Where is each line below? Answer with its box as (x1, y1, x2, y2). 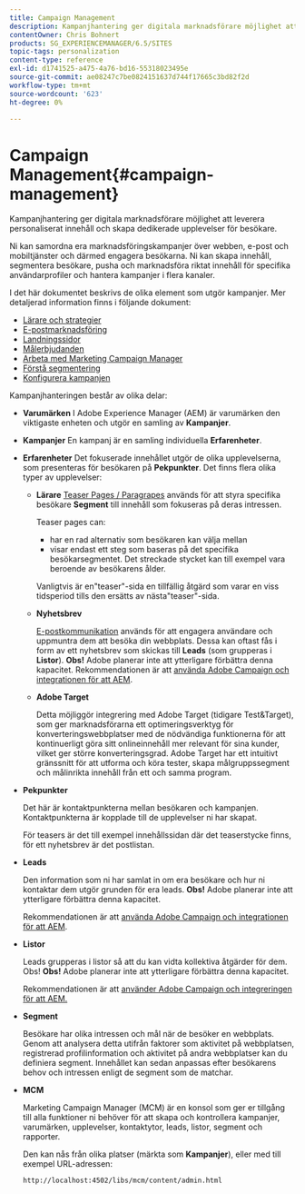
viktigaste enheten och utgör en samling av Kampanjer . (22, 417, 231, 428)
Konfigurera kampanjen (22, 373, 111, 383)
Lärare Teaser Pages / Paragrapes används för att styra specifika (35, 490, 281, 501)
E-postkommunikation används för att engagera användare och (35, 626, 273, 637)
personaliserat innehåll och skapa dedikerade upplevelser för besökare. (9, 224, 278, 234)
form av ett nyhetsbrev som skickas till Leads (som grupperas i (35, 645, 272, 656)
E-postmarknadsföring (22, 324, 107, 335)
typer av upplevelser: (22, 472, 103, 483)
